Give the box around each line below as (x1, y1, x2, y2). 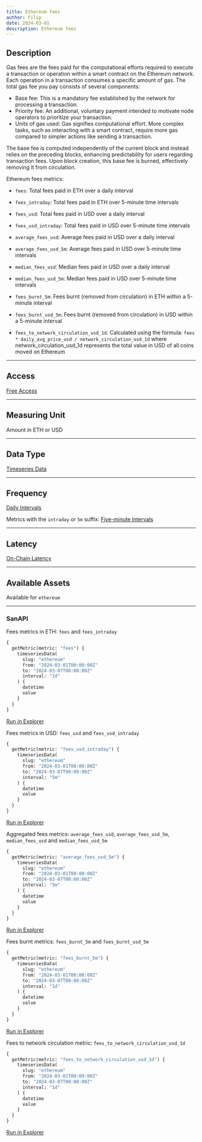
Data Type (6, 449, 46, 460)
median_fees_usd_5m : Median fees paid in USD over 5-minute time (14, 275, 177, 282)
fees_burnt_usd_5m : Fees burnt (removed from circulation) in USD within (14, 311, 193, 319)
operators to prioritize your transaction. (14, 114, 112, 121)
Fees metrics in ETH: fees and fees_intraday (6, 628, 117, 635)
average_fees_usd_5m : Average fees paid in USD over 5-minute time (14, 245, 182, 252)
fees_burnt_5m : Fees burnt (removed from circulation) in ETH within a (14, 293, 186, 301)
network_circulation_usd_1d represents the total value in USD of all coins (14, 342, 194, 349)
